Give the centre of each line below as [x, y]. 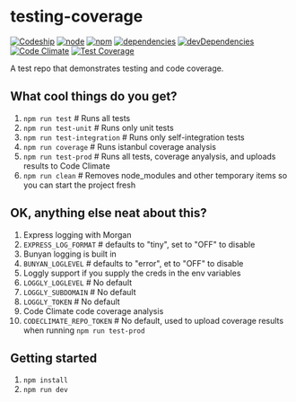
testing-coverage [77, 17]
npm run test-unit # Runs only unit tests [98, 127]
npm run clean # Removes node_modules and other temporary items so [155, 175]
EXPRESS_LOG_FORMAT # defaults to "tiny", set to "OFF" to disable [139, 244]
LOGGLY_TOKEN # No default [71, 301]
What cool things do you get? [94, 96]
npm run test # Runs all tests [77, 118]
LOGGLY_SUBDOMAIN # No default [79, 292]
